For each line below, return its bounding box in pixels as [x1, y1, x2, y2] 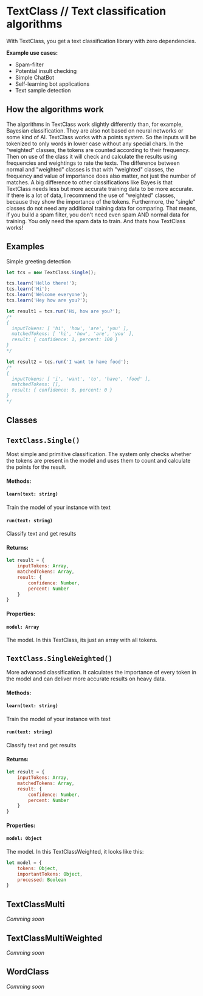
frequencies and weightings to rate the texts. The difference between [6, 159, 181, 167]
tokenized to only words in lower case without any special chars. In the [6, 140, 184, 147]
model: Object [6, 835, 43, 842]
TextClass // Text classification [6, 4, 167, 18]
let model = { [6, 859, 43, 866]
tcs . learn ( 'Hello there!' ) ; [6, 280, 78, 286]
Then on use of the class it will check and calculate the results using [6, 153, 177, 160]
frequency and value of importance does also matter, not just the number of [6, 172, 196, 179]
